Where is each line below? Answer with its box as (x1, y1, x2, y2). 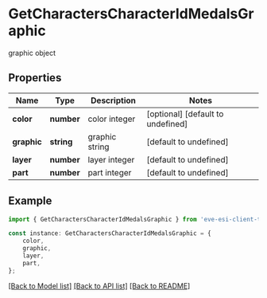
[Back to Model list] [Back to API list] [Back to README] (8, 280, 191, 291)
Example (8, 194, 52, 208)
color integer (87, 113, 136, 124)
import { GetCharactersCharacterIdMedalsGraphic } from (8, 215, 197, 223)
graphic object (8, 48, 56, 57)
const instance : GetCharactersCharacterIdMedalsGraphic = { (8, 229, 212, 237)
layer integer (87, 154, 135, 165)
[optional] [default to (146, 108, 224, 120)
